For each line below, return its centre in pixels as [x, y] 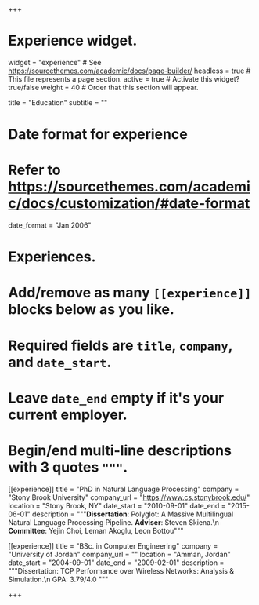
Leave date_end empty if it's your [116, 398]
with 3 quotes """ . [68, 467]
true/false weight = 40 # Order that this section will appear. [103, 87]
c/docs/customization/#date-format [129, 204]
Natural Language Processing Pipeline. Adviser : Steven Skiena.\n [114, 522]
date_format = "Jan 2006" [50, 225]
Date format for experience [98, 135]
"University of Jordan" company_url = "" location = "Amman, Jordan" [119, 554]
